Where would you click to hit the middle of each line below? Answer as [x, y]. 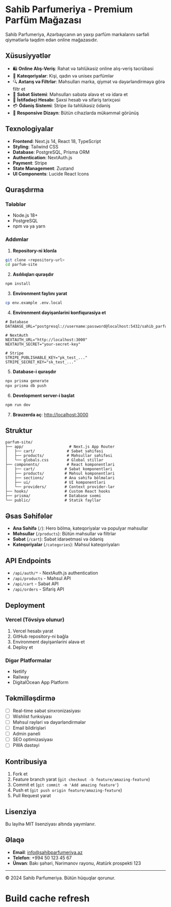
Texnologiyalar [30, 129]
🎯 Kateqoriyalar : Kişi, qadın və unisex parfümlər [63, 76]
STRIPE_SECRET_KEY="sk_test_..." [41, 362]
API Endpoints [28, 561]
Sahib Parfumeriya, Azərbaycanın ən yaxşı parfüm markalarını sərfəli [77, 34]
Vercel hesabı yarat [33, 631]
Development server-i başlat [44, 395]
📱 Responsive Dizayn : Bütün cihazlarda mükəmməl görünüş [76, 113]
